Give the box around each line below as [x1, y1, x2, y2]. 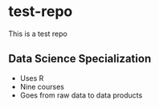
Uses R [19, 73, 44, 82]
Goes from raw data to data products [19, 90, 143, 100]
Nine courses [19, 82, 64, 91]
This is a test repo [8, 29, 68, 38]
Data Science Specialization [8, 52, 152, 66]
